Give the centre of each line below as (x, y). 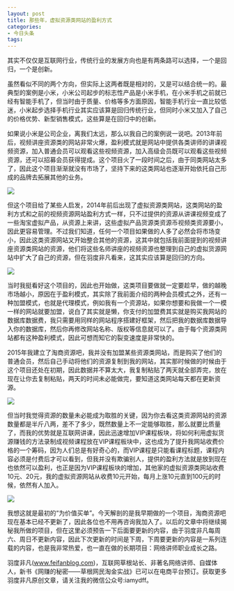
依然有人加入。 (41, 485)
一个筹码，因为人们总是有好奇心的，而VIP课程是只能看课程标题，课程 (119, 450)
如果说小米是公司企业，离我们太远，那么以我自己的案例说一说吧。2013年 (112, 134)
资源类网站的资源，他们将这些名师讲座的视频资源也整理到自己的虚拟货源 (117, 249)
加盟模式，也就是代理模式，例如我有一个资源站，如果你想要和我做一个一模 (120, 303)
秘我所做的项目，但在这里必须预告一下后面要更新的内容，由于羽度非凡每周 (114, 530)
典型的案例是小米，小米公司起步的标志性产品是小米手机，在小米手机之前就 (114, 93)
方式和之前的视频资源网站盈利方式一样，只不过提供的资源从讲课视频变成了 (120, 214)
